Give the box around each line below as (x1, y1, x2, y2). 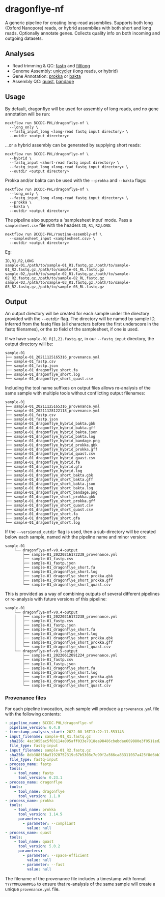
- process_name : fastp (5, 761, 52, 767)
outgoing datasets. (5, 35, 43, 41)
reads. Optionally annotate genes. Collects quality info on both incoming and (5, 30, 160, 36)
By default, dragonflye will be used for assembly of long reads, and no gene (5, 106, 159, 112)
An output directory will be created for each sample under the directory (5, 311, 150, 317)
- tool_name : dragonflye (14, 789, 65, 794)
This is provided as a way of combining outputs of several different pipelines (5, 591, 160, 597)
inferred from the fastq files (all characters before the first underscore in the (5, 321, 159, 327)
